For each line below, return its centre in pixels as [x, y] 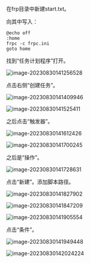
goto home [19, 49]
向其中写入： [22, 22]
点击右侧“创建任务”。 [32, 85]
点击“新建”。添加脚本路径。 [40, 182]
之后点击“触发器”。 [30, 121]
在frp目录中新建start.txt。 [38, 9]
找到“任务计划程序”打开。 [37, 61]
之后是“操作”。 [25, 157]
